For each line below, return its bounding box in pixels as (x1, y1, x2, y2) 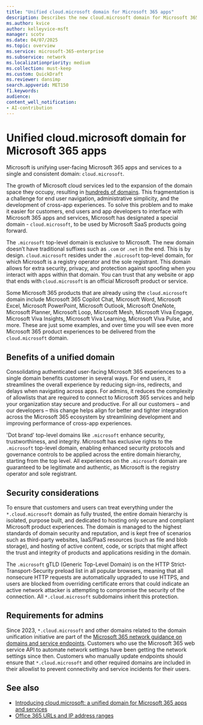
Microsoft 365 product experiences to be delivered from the (6, 328, 156, 336)
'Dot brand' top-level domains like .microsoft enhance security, (6, 431, 165, 439)
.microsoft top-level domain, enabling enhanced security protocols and (6, 444, 185, 452)
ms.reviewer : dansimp (6, 76, 61, 83)
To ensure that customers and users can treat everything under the (6, 504, 173, 511)
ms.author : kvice (6, 20, 50, 26)
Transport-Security (6, 567, 54, 575)
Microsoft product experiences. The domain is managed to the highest (6, 523, 182, 531)
